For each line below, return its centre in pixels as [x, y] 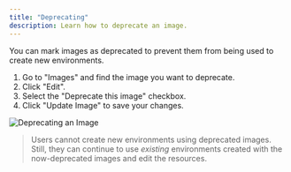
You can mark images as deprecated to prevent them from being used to [142, 50]
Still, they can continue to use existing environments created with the [157, 149]
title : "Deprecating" [49, 17]
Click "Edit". [44, 86]
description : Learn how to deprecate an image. [99, 26]
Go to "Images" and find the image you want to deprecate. [128, 77]
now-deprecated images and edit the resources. [119, 158]
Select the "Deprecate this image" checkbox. [104, 96]
